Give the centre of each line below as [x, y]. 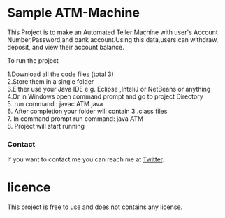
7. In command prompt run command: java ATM [75, 118]
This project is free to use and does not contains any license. [95, 207]
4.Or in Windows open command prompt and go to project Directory [106, 96]
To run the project [33, 60]
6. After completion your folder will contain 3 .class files [87, 111]
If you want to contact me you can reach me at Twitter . [86, 159]
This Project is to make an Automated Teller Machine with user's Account [112, 32]
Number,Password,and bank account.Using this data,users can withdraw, [113, 39]
